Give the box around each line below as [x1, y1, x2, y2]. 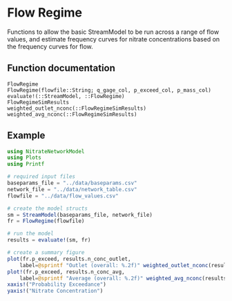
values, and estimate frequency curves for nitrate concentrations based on [7, 35, 220, 43]
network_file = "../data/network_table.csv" [7, 186, 137, 193]
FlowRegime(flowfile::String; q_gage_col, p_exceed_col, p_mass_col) [7, 86, 212, 94]
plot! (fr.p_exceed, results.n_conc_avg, [7, 268, 126, 275]
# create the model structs [7, 205, 88, 212]
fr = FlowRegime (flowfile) [7, 217, 85, 225]
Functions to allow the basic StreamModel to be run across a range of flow [7, 28, 220, 36]
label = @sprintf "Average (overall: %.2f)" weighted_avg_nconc [19, 275, 202, 282]
